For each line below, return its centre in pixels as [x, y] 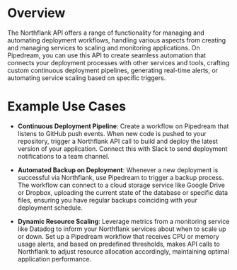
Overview [36, 13]
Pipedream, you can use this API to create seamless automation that [107, 55]
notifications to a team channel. [63, 156]
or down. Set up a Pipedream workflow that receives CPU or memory [118, 236]
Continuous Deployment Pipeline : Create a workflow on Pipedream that [123, 126]
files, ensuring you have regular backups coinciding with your [108, 200]
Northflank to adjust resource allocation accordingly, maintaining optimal [123, 251]
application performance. [54, 259]
